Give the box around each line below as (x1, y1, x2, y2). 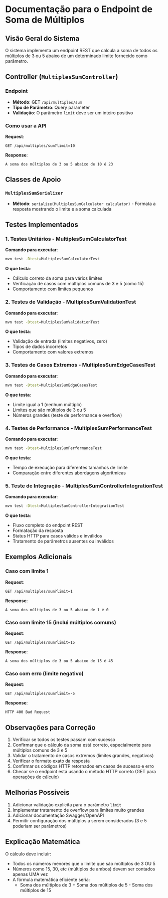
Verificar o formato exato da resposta (12, 758, 90, 764)
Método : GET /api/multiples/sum (12, 99, 82, 105)
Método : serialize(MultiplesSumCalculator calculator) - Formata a (12, 201, 156, 207)
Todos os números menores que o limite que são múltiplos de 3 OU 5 (12, 860, 155, 866)
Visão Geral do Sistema (5, 34, 80, 43)
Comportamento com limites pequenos (12, 286, 93, 292)
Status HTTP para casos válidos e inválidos (12, 532, 102, 538)
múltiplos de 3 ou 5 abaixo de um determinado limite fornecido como (5, 53, 148, 59)
